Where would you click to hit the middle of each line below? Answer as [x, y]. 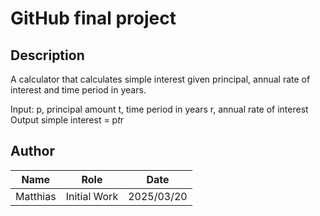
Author [32, 151]
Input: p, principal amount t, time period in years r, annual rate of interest [159, 109]
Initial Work [92, 196]
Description [47, 55]
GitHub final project [93, 18]
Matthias [36, 196]
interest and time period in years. [78, 90]
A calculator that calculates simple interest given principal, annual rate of [160, 79]
